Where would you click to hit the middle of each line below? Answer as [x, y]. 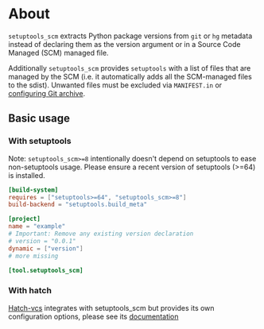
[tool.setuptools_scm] [46, 270]
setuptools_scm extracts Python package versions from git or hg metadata [130, 36]
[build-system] [33, 190]
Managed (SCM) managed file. [58, 52]
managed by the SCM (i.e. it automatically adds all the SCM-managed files [130, 76]
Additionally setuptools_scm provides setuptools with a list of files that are [130, 68]
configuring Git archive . [47, 93]
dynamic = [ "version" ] [46, 248]
